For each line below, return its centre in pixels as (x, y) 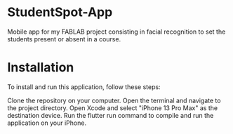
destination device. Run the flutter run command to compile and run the (111, 115)
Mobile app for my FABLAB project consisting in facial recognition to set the (116, 32)
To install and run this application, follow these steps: (84, 87)
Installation (41, 68)
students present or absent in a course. (64, 39)
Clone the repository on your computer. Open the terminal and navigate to (114, 100)
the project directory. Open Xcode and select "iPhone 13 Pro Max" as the (113, 108)
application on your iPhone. (47, 123)
